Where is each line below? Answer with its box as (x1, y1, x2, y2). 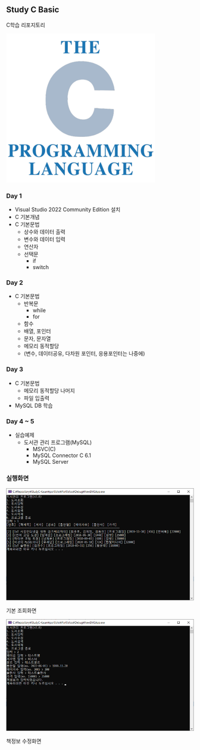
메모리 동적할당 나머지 (23, 387, 76, 394)
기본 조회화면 (6, 607, 37, 614)
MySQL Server (32, 458, 69, 465)
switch (32, 264, 49, 271)
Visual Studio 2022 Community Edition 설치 (14, 206, 121, 213)
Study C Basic (6, 5, 60, 15)
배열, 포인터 (23, 327, 51, 335)
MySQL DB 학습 (14, 402, 53, 409)
